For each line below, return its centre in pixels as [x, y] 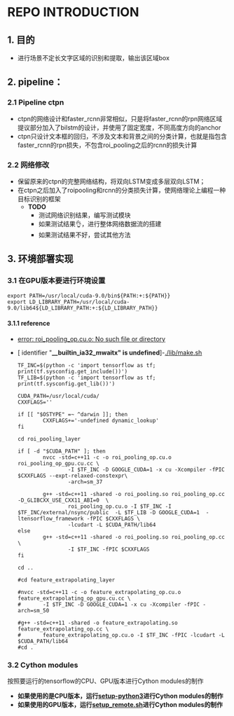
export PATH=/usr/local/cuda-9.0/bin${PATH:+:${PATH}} [89, 296]
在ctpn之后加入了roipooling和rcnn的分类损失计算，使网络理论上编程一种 [122, 190]
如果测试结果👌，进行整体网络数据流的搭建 [100, 223]
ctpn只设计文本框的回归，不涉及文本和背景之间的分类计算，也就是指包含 [122, 136]
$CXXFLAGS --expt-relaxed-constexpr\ [73, 476]
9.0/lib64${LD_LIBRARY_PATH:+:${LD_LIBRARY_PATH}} [83, 308]
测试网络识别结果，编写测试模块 [84, 215]
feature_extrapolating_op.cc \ [63, 629]
